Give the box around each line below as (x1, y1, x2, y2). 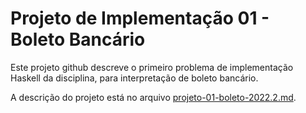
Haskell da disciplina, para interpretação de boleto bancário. (10, 72, 259, 84)
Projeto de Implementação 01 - (10, 7, 270, 30)
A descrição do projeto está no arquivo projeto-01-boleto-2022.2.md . (10, 91, 297, 103)
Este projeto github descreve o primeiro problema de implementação (10, 61, 294, 73)
